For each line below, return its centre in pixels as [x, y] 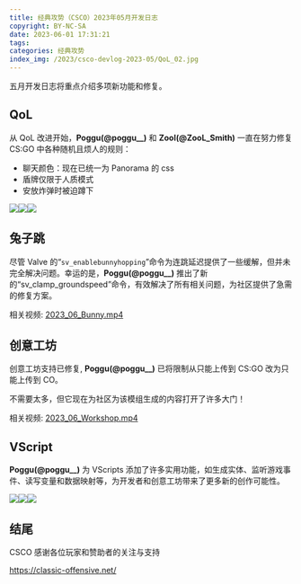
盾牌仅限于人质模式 [58, 179]
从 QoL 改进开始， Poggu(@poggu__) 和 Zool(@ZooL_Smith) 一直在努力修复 [151, 137]
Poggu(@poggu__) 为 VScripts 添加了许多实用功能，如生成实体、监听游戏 [146, 470]
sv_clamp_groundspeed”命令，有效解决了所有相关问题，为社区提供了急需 [157, 284]
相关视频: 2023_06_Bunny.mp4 [66, 314]
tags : [19, 43]
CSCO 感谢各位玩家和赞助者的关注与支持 [85, 553]
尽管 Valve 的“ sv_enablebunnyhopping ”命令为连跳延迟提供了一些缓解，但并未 [150, 261]
